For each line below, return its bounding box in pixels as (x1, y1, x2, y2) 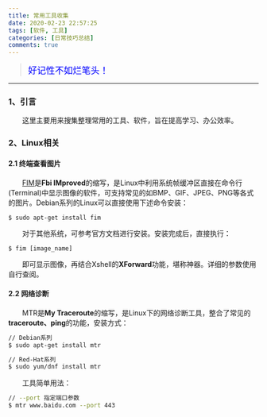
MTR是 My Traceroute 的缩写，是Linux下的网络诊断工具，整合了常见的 (22, 307, 251, 318)
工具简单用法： (22, 378, 72, 388)
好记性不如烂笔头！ (27, 65, 109, 76)
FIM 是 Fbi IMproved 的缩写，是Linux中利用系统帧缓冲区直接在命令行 (22, 178, 243, 187)
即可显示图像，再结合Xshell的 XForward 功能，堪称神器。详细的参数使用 (22, 259, 257, 268)
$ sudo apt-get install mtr (8, 341, 102, 349)
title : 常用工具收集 (8, 11, 69, 20)
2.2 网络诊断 (8, 289, 49, 299)
